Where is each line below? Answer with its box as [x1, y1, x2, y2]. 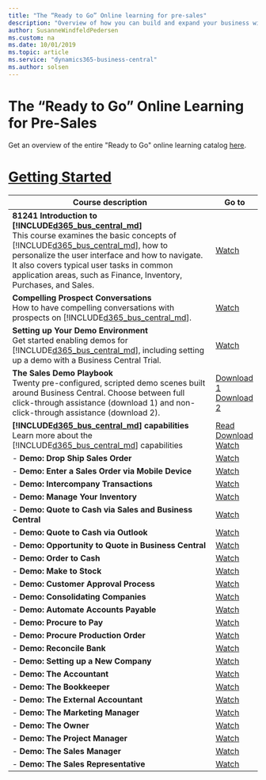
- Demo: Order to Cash [12, 552, 101, 563]
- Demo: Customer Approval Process [12, 578, 156, 589]
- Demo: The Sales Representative [12, 758, 146, 769]
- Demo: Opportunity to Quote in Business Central [12, 539, 206, 550]
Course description [72, 196, 148, 207]
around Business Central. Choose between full [12, 387, 185, 398]
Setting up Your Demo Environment [12, 325, 149, 336]
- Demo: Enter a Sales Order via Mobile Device [12, 465, 192, 476]
